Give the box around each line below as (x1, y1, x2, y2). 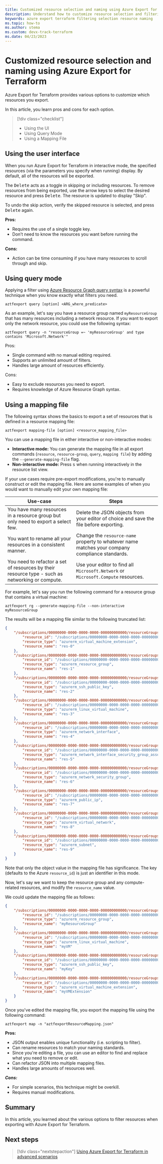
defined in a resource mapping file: (5, 419, 75, 425)
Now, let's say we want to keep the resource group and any (5, 879, 124, 885)
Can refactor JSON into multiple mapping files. (12, 1060, 105, 1066)
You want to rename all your (7, 535, 71, 542)
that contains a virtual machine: (5, 594, 68, 600)
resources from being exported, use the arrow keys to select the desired (5, 188, 150, 193)
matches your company (76, 545, 130, 551)
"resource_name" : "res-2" (22, 689, 75, 694)
